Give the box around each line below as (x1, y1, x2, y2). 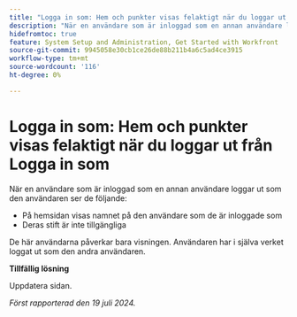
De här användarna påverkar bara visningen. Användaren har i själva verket (9, 236, 285, 247)
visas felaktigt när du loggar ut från (9, 135, 273, 155)
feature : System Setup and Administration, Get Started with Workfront (9, 37, 278, 47)
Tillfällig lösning (9, 263, 69, 274)
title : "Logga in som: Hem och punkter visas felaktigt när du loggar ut (9, 12, 287, 22)
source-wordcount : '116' (9, 63, 101, 72)
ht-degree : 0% (9, 71, 62, 80)
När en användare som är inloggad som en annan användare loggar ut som (9, 183, 282, 194)
